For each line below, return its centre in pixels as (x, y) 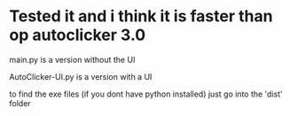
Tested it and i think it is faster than (141, 16)
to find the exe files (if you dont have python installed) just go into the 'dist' (146, 94)
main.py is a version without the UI (72, 59)
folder (20, 103)
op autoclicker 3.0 (78, 35)
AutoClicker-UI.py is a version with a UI (81, 76)
